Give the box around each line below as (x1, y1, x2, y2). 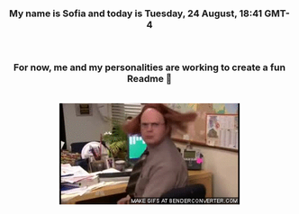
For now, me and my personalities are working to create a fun (13, 61, 286, 74)
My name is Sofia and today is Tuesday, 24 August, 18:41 (8, 7, 263, 20)
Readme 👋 (127, 73, 172, 85)
